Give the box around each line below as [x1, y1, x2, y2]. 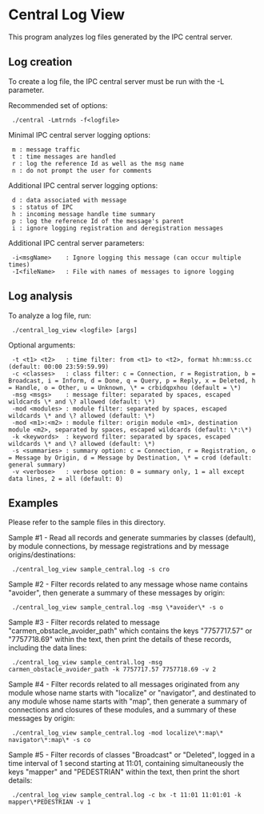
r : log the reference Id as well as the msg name [11, 159, 184, 167]
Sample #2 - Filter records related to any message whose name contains [8, 579, 248, 589]
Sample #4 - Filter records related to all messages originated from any [8, 680, 240, 689]
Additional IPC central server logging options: [8, 180, 158, 190]
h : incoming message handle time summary [11, 210, 156, 218]
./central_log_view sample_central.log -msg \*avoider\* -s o [11, 603, 224, 612]
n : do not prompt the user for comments [11, 166, 152, 174]
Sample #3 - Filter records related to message [8, 618, 160, 628]
